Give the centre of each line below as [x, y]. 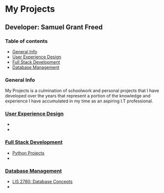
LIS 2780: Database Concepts [42, 182]
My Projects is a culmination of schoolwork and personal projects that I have [82, 91]
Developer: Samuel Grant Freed [54, 27]
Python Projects [28, 153]
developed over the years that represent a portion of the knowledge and [78, 96]
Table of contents [26, 41]
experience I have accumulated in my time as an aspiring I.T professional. [79, 101]
